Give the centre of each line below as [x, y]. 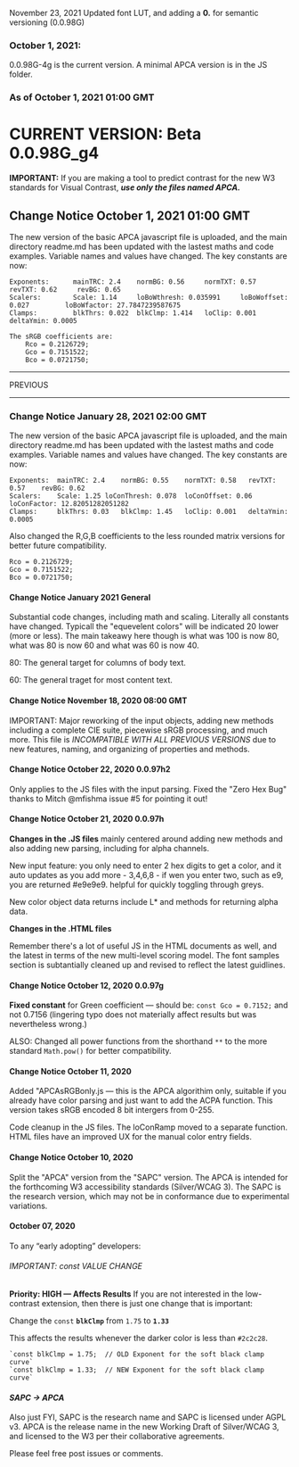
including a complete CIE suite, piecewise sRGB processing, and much [139, 730]
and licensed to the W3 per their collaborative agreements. [117, 1437]
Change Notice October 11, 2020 [70, 1071]
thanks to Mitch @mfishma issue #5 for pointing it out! [109, 799]
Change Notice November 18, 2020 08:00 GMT [98, 700]
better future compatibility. [58, 546]
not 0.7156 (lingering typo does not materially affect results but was [133, 1015]
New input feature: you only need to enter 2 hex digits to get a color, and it [145, 866]
